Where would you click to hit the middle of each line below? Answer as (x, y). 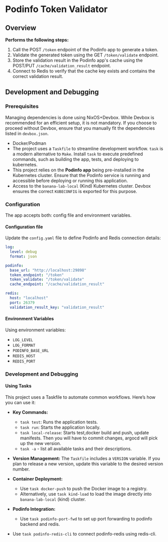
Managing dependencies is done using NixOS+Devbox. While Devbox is (80, 117)
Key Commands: (30, 412)
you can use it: (21, 403)
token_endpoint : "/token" (37, 275)
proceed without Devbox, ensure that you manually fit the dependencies (80, 128)
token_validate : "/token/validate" (47, 280)
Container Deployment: (37, 479)
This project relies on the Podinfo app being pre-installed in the (78, 170)
